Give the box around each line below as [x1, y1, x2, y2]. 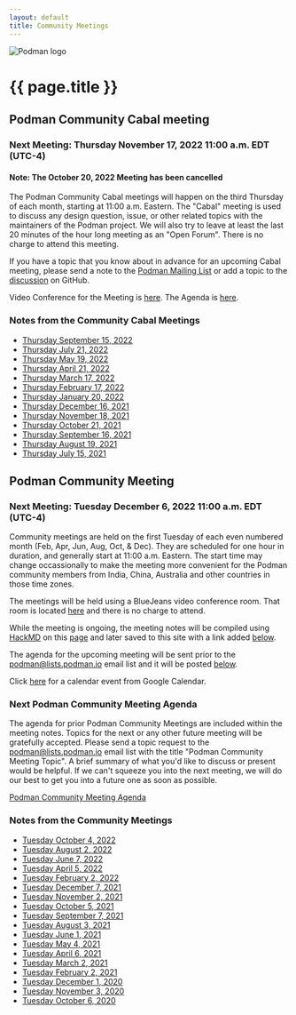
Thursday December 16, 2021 [21, 401, 130, 412]
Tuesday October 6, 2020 [21, 995, 117, 1005]
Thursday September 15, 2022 [21, 334, 133, 345]
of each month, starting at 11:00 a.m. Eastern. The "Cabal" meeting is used [9, 201, 282, 212]
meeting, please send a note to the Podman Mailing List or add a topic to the [9, 266, 288, 276]
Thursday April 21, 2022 [21, 363, 111, 373]
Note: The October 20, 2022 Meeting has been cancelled [9, 172, 223, 182]
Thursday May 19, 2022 [21, 353, 109, 364]
